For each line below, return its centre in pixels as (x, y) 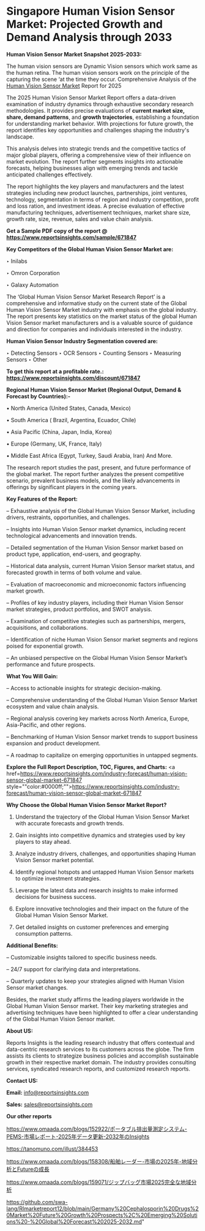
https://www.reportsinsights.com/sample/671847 (71, 237)
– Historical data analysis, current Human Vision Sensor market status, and (100, 566)
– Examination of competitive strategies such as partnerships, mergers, (96, 621)
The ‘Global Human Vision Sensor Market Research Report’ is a (86, 297)
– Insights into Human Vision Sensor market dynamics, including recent (96, 529)
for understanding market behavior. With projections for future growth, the (100, 123)
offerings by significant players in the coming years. (72, 487)
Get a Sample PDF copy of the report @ (57, 230)
